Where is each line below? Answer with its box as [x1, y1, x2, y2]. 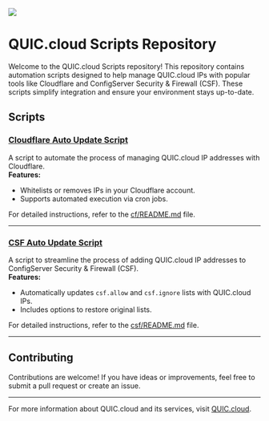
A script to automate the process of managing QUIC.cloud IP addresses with [8, 152, 260, 162]
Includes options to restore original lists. [19, 305, 152, 314]
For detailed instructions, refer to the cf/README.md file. [8, 209, 196, 219]
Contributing [8, 351, 74, 365]
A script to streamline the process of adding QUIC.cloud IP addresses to [8, 255, 247, 265]
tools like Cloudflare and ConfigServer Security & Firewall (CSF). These [8, 79, 243, 88]
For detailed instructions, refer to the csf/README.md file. [8, 320, 199, 330]
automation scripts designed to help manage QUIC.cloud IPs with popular [8, 70, 251, 79]
